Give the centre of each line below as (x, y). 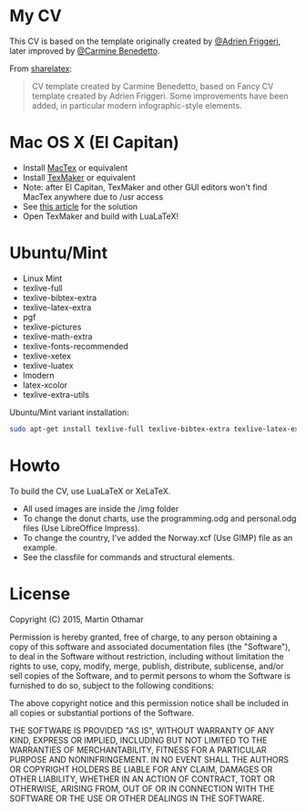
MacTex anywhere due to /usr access (93, 196)
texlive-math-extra (57, 336)
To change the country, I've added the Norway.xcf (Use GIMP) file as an (158, 537)
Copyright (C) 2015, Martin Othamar (76, 619)
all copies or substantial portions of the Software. (102, 712)
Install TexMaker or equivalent (79, 177)
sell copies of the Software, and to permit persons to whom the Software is (150, 675)
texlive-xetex (46, 356)
